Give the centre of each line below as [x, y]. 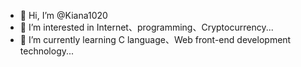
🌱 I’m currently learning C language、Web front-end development [155, 39]
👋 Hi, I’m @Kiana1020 [63, 15]
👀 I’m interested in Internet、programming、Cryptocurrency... [146, 27]
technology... [47, 51]
